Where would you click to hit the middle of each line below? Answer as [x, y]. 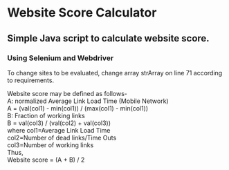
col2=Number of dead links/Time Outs [62, 138]
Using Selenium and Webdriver [61, 58]
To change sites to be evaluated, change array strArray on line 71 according [115, 73]
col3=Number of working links [51, 145]
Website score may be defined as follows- [67, 93]
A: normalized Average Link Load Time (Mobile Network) [88, 101]
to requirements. [30, 80]
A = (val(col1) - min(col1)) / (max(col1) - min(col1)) [78, 108]
